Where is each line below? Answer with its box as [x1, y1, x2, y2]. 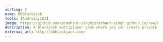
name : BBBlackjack [5, 12, 42, 16]
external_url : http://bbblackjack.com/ [5, 29, 86, 34]
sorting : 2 [5, 7, 27, 12]
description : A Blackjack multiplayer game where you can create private [5, 25, 158, 30]
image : [5, 20, 18, 26]
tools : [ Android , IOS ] [5, 16, 49, 21]
